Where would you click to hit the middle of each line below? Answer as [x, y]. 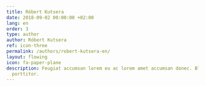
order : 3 [17, 29]
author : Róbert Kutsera [37, 40]
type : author [23, 35]
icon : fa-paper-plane [34, 62]
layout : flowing [27, 57]
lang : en [17, 23]
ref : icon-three [27, 46]
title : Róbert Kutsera [35, 12]
